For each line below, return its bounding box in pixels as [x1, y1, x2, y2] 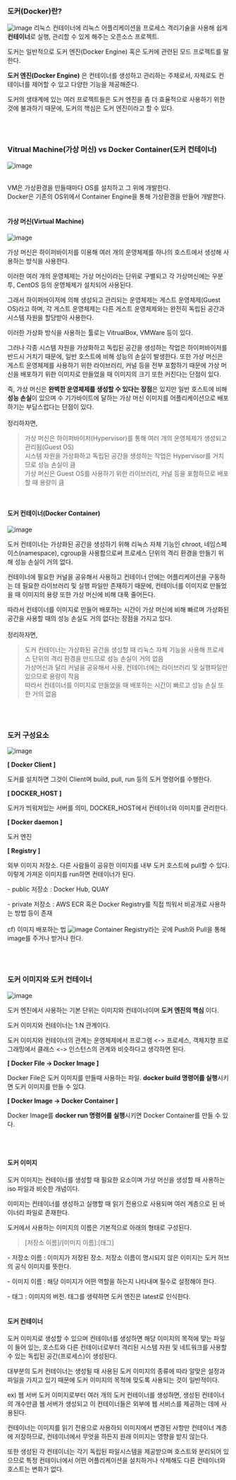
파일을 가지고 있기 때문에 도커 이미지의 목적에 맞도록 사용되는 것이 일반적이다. [7, 1376, 220, 1384]
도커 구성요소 [7, 730, 49, 740]
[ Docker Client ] [7, 760, 56, 769]
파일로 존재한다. [25, 1208, 70, 1216]
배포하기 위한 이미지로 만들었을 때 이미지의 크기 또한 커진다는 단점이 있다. [20, 370, 222, 378]
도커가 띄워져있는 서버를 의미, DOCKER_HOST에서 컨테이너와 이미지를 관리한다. [7, 804, 228, 812]
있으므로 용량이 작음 [24, 672, 80, 680]
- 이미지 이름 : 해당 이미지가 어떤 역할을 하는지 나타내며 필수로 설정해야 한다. [7, 1277, 216, 1286]
